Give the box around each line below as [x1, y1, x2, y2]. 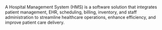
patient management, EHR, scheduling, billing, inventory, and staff [5, 9, 137, 15]
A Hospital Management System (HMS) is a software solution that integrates [5, 4, 157, 10]
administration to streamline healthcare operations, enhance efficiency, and [5, 15, 156, 20]
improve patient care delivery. [5, 19, 65, 25]
